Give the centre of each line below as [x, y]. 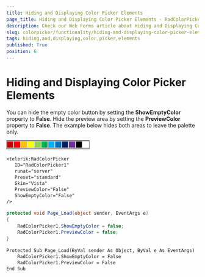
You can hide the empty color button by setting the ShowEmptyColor [94, 112]
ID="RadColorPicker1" [42, 165]
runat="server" [34, 171]
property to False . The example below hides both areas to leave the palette [101, 125]
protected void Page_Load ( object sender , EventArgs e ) [77, 213]
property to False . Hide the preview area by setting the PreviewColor [93, 118]
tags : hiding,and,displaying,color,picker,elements [73, 39]
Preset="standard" [38, 177]
